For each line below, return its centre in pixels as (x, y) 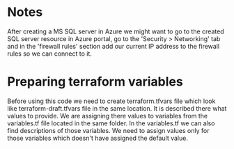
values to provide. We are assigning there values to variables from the (107, 116)
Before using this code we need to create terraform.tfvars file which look (111, 101)
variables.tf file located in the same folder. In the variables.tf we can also (111, 123)
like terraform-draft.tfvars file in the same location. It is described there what (117, 108)
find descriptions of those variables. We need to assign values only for (108, 130)
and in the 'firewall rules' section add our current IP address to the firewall (114, 46)
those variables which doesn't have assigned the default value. (97, 138)
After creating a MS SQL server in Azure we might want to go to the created (116, 31)
